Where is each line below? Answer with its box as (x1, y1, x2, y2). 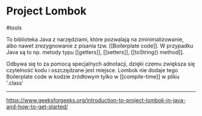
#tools (6, 24, 22, 31)
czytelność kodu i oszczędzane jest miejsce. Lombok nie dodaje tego (6, 66, 179, 73)
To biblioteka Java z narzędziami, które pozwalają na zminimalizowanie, (6, 35, 185, 43)
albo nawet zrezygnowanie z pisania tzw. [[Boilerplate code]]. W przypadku (6, 42, 194, 49)
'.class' (6, 79, 24, 87)
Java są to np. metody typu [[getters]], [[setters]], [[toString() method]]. (6, 48, 185, 55)
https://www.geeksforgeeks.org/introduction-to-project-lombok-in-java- (6, 96, 186, 103)
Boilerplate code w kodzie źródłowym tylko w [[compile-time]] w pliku (6, 73, 180, 80)
